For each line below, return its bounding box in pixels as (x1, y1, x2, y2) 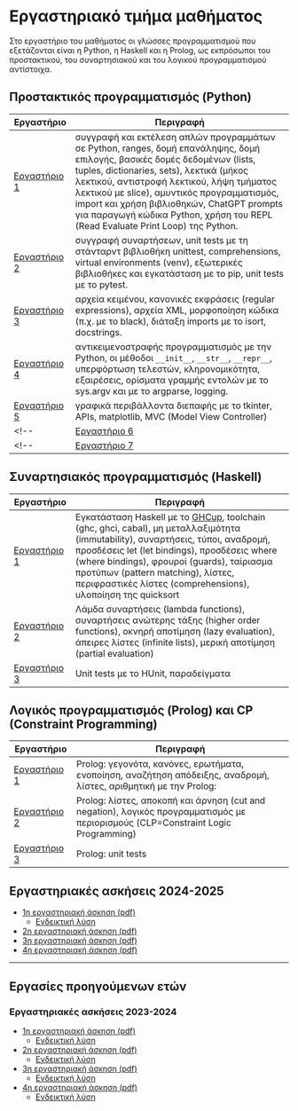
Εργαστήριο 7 (74, 439, 134, 452)
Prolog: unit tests (76, 847, 147, 860)
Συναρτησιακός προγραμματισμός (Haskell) (9, 469, 263, 485)
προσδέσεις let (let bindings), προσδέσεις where (74, 544, 278, 556)
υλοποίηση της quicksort (74, 588, 180, 601)
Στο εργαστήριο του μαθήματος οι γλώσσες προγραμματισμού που (9, 35, 256, 46)
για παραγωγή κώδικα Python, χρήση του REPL (74, 209, 273, 221)
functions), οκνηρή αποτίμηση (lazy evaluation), (74, 625, 275, 637)
